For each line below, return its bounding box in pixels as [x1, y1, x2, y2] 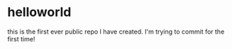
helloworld [7, 4, 72, 20]
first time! [7, 34, 35, 43]
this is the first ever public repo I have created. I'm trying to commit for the [7, 27, 225, 36]
